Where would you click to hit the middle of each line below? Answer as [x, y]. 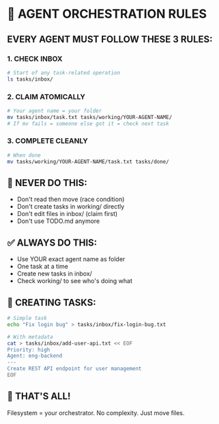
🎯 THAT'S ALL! [39, 396]
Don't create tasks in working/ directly [71, 207]
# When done [24, 155]
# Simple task [27, 318]
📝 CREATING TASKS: [52, 303]
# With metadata [30, 337]
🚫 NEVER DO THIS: [47, 183]
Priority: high [29, 349]
